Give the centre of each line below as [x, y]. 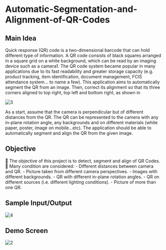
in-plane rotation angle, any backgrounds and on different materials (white [82, 123]
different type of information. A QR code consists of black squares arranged [83, 55]
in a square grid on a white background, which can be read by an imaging [81, 61]
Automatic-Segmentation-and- [71, 9]
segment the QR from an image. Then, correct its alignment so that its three [83, 87]
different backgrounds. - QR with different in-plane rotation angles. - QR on [82, 177]
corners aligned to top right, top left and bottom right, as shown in [73, 93]
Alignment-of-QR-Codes [58, 20]
